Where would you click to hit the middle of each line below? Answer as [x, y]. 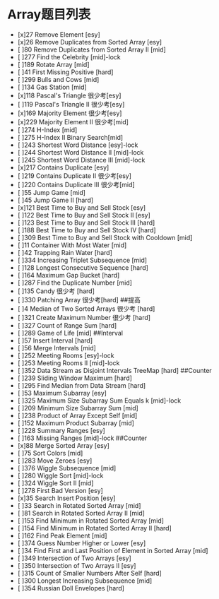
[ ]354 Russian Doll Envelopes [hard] [71, 588]
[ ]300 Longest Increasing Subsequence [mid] [85, 581]
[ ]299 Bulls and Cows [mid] [58, 79]
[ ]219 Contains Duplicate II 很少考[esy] [75, 176]
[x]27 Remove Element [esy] [59, 34]
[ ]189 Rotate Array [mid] [53, 64]
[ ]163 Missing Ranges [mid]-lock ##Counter [82, 438]
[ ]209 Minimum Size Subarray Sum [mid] [78, 408]
